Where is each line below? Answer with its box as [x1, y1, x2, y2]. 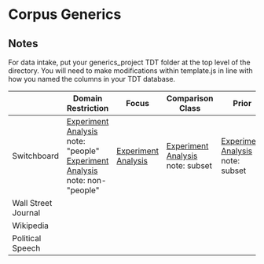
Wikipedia [12, 220, 49, 231]
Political [12, 233, 42, 244]
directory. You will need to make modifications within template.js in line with [8, 66, 253, 75]
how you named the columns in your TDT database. [8, 75, 175, 83]
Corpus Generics [8, 5, 122, 24]
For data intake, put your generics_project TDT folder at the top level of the [8, 57, 251, 67]
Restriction [66, 103, 109, 113]
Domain [73, 93, 103, 104]
